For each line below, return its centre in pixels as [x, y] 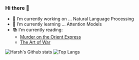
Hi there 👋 [17, 8]
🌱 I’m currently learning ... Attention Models [57, 24]
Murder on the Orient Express [50, 37]
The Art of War [35, 42]
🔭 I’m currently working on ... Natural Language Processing [73, 19]
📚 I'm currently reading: [37, 30]
